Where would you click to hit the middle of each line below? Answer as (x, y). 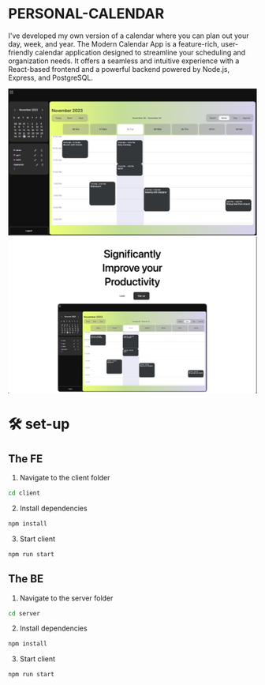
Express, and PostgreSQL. (50, 77)
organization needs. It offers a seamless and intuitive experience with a (124, 61)
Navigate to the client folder (65, 478)
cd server (24, 613)
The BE (26, 579)
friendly (21, 52)
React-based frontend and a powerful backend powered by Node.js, (119, 69)
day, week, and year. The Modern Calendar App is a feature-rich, (114, 43)
